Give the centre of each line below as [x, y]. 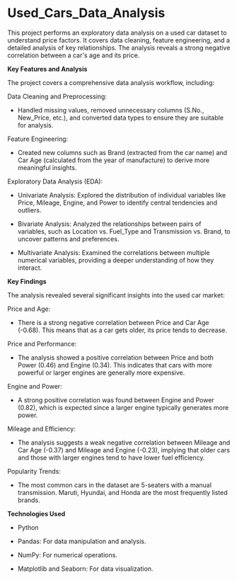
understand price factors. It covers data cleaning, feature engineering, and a [118, 40]
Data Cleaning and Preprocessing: [57, 96]
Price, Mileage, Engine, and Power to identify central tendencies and [117, 203]
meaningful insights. [47, 167]
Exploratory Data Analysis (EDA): [55, 181]
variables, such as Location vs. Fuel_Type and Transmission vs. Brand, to [124, 231]
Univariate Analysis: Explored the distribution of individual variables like [122, 195]
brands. [29, 500]
